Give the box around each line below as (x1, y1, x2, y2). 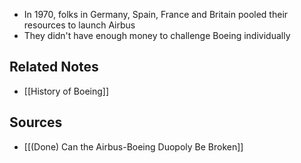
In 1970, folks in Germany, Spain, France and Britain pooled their (23, 9, 289, 20)
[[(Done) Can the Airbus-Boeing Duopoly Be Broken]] (23, 140, 244, 153)
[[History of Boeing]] (23, 85, 110, 97)
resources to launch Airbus (23, 19, 136, 31)
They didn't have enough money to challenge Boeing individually (23, 30, 291, 41)
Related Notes (9, 59, 99, 76)
